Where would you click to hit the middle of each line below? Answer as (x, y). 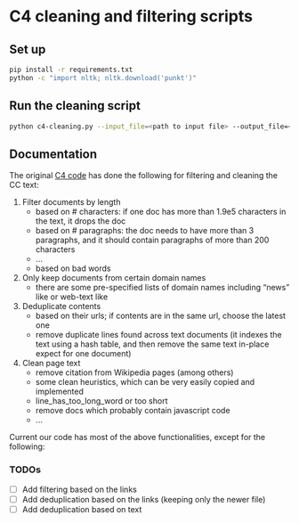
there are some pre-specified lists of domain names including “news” (162, 288)
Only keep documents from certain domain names (114, 278)
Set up (28, 49)
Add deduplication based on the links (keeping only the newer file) (144, 499)
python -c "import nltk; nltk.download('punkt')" (103, 78)
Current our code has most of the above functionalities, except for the (137, 437)
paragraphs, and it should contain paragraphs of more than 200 (152, 240)
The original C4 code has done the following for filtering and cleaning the (144, 176)
